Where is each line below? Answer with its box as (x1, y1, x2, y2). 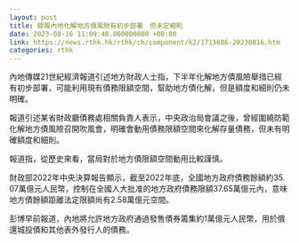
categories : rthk (9, 46, 74, 55)
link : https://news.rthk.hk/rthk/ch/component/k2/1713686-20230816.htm (9, 37, 280, 47)
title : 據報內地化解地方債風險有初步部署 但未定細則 (9, 21, 183, 30)
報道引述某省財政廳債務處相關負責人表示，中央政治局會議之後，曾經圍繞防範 (9, 113, 290, 123)
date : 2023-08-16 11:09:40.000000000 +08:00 (9, 29, 177, 38)
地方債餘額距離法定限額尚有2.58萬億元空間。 (9, 194, 174, 205)
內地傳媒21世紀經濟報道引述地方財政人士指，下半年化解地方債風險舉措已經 (9, 72, 283, 82)
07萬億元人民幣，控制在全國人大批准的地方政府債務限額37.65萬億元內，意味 (9, 184, 287, 194)
